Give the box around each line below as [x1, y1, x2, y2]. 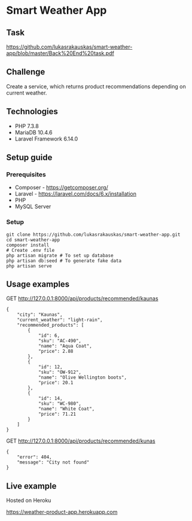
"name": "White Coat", [38, 406, 95, 412]
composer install [6, 242, 50, 248]
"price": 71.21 [38, 411, 77, 418]
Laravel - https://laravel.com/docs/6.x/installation [14, 190, 136, 197]
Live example [6, 481, 57, 491]
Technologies [6, 106, 59, 117]
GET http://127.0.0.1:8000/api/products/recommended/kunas [6, 437, 156, 444]
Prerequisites [6, 170, 46, 178]
